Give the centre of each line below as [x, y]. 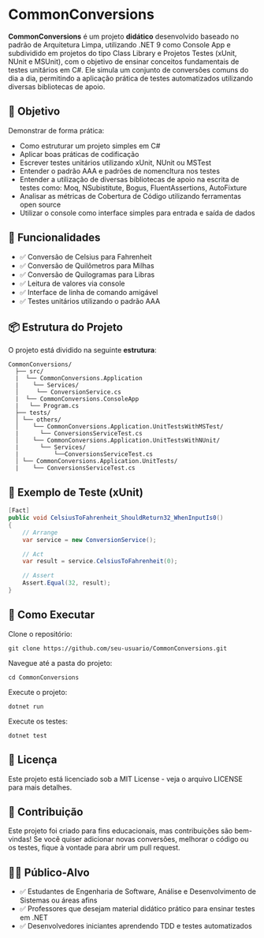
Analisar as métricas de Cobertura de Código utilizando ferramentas [130, 196]
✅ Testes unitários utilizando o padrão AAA [90, 301]
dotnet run [26, 706]
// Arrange [40, 533]
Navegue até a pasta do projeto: [60, 663]
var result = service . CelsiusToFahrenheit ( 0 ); [100, 562]
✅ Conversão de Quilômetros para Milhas [87, 265]
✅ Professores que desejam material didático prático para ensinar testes [137, 909]
